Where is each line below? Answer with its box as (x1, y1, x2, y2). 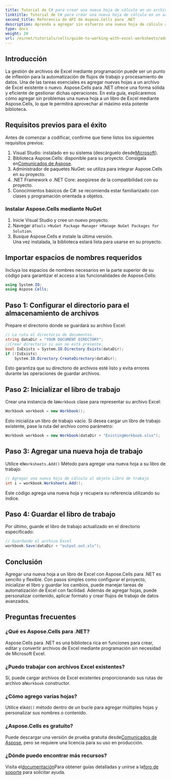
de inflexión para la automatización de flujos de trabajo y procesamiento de (5, 73, 164, 79)
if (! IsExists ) (5, 351, 38, 356)
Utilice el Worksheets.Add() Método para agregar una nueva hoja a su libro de (5, 460, 166, 467)
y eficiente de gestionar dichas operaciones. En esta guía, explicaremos (5, 90, 156, 96)
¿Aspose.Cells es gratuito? (5, 723, 73, 730)
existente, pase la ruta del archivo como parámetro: (5, 423, 113, 429)
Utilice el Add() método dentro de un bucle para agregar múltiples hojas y (5, 704, 158, 710)
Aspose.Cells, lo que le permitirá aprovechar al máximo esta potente (5, 100, 149, 107)
